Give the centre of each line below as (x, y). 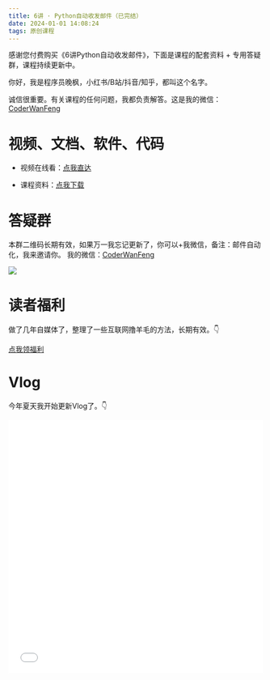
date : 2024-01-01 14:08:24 (54, 23)
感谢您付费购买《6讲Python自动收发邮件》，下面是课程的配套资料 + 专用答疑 (135, 55)
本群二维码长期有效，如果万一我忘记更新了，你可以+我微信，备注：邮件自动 (135, 244)
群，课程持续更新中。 (44, 65)
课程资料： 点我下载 (52, 185)
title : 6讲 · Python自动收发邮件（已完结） (76, 16)
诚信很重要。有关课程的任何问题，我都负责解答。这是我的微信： (114, 100)
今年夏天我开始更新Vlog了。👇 (58, 406)
